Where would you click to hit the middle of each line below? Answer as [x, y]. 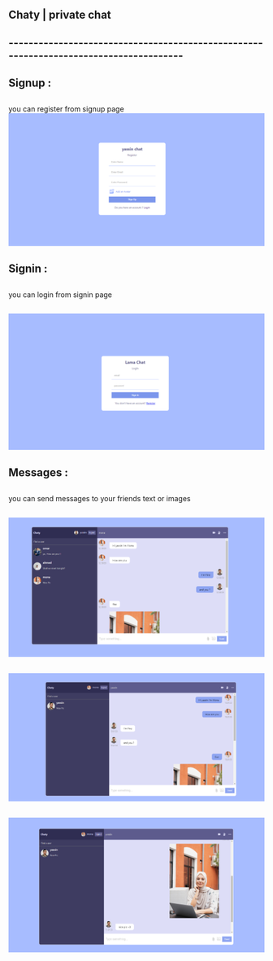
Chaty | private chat [60, 15]
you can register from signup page [66, 109]
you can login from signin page [60, 295]
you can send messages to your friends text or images [100, 498]
